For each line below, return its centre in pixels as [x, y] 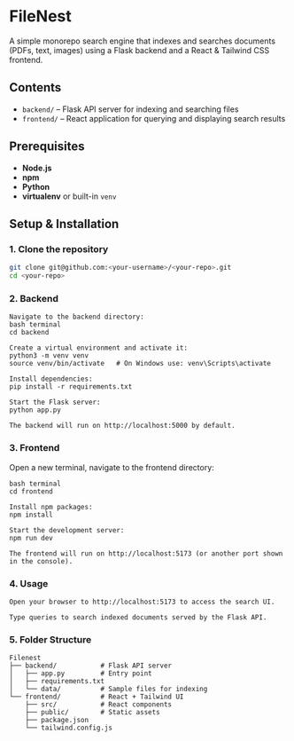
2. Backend [34, 298]
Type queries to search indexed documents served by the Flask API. [138, 617]
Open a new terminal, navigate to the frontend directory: [112, 467]
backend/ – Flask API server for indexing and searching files [130, 109]
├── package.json [57, 721]
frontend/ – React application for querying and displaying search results [154, 118]
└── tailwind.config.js [69, 728]
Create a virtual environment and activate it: [99, 348]
